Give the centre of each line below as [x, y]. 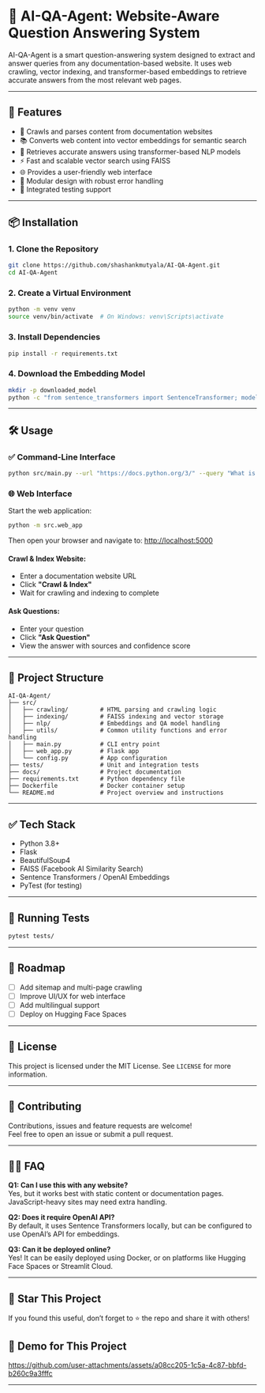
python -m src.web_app [45, 525]
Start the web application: [50, 511]
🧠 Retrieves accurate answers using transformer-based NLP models [130, 151]
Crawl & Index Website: [47, 558]
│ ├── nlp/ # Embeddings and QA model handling [114, 724]
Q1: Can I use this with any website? [68, 1185]
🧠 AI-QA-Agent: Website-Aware [114, 16]
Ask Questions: [34, 611]
